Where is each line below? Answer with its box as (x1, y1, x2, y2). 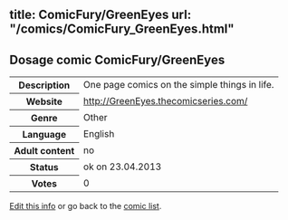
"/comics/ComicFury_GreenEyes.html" (9, 22, 235, 37)
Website (25, 95, 63, 108)
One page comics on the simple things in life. (82, 79, 274, 91)
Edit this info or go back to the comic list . (9, 201, 162, 212)
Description (18, 79, 71, 91)
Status (30, 161, 59, 174)
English (82, 128, 115, 140)
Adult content (14, 145, 75, 158)
